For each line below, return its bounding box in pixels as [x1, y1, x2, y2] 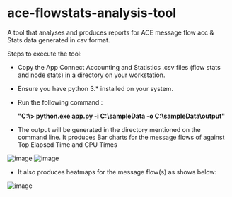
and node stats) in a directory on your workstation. [17, 71, 166, 79]
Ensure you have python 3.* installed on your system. [17, 84, 173, 92]
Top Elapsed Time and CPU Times [17, 140, 118, 149]
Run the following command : [17, 97, 103, 107]
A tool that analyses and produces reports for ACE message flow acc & [7, 28, 214, 37]
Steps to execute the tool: [7, 49, 83, 58]
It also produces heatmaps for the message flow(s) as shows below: [17, 167, 217, 176]
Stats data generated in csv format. [7, 35, 110, 44]
